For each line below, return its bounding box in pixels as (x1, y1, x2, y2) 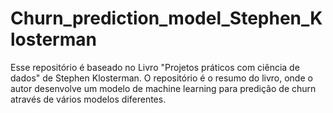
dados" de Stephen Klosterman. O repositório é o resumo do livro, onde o (10, 72, 313, 84)
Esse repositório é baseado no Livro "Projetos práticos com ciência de (10, 61, 300, 73)
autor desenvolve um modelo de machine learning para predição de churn (10, 82, 317, 94)
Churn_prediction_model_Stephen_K (10, 7, 323, 30)
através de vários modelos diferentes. (10, 93, 167, 105)
